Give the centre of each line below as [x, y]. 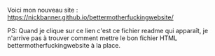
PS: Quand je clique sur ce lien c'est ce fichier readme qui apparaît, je [108, 31]
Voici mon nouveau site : [43, 10]
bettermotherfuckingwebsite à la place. [64, 45]
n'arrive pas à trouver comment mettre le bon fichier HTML [92, 38]
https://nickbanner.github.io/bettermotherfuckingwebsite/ [90, 17]
